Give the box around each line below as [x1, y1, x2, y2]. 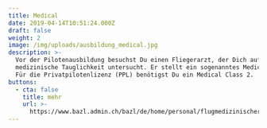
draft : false [8, 26, 52, 34]
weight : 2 [8, 33, 41, 42]
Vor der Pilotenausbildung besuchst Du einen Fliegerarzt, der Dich [15, 56, 247, 64]
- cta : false [15, 85, 59, 94]
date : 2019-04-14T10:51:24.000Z [8, 19, 115, 27]
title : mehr [22, 93, 62, 101]
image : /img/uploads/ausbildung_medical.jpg [8, 41, 158, 49]
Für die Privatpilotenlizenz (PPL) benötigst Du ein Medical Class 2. [15, 71, 254, 79]
